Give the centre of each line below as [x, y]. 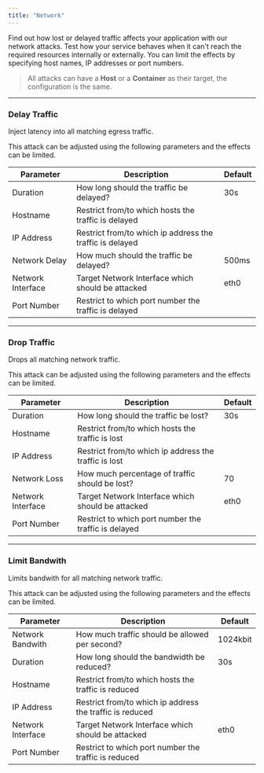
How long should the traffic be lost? [143, 416]
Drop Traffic [31, 342]
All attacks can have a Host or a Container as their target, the [127, 78]
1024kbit [235, 639]
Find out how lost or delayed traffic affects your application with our [118, 38]
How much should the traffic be [134, 255]
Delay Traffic [33, 114]
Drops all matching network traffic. [64, 359]
